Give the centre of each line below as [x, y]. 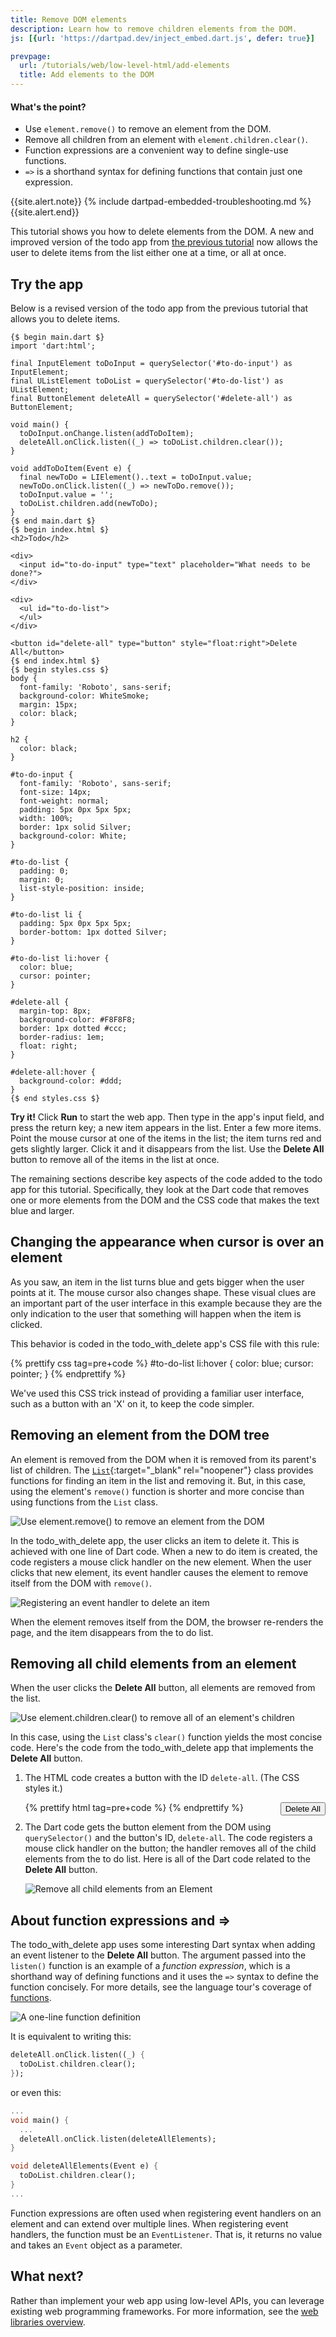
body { [24, 679]
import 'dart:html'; [53, 346]
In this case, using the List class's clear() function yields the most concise [166, 1737]
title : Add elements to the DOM [87, 75]
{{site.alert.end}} [45, 212]
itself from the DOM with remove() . [81, 1583]
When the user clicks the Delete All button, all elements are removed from [163, 1688]
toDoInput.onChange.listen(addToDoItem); [107, 434]
